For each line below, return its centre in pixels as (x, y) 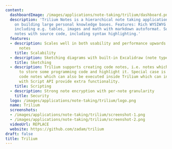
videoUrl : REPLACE (30, 124)
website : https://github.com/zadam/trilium (57, 129)
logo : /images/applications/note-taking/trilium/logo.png (73, 100)
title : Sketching (33, 62)
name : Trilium (25, 105)
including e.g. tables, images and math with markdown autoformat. (88, 29)
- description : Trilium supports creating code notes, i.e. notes (82, 67)
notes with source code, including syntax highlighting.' (78, 34)
